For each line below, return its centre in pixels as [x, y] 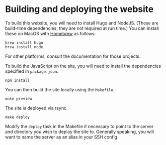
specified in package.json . [32, 71]
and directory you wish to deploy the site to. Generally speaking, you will [80, 132]
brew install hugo [24, 43]
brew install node [24, 47]
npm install [17, 80]
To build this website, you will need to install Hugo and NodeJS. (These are [82, 23]
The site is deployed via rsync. [37, 108]
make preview [19, 99]
